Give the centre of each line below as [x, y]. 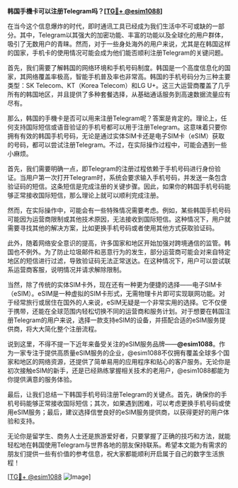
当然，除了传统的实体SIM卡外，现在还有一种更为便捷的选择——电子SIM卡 [115, 285]
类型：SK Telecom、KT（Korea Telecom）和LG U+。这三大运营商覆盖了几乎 [119, 85]
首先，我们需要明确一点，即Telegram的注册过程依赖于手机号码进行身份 [111, 169]
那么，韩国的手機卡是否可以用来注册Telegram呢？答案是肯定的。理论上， [114, 118]
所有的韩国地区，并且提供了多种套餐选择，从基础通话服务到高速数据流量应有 [119, 94]
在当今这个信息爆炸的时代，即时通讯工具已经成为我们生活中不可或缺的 [110, 26]
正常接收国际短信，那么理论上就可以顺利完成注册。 [88, 195]
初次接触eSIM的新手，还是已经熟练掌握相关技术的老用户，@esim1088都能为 [119, 370]
